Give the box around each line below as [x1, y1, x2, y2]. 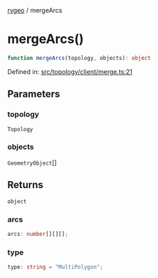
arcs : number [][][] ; [7, 230, 69, 237]
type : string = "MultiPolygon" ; [7, 264, 103, 271]
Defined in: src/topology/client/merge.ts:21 [7, 67, 133, 76]
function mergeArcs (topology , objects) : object [7, 54, 152, 61]
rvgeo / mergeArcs [7, 6, 63, 14]
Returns [7, 179, 44, 191]
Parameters [7, 88, 60, 101]
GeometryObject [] [7, 158, 57, 167]
